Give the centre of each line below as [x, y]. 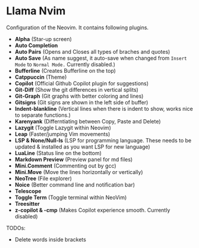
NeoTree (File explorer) [43, 178]
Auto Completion [36, 45]
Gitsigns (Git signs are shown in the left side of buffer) [81, 102]
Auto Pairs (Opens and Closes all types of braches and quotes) [92, 51]
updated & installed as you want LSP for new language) [82, 147]
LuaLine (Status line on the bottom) [58, 153]
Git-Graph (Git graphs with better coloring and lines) [79, 96]
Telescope [28, 191]
